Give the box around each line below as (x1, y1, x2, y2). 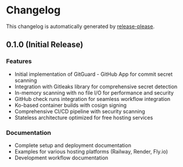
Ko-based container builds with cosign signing (14, 102, 127, 109)
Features (6, 57, 32, 65)
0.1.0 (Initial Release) (6, 40, 84, 50)
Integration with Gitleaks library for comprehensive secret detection (14, 83, 178, 90)
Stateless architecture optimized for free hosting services (14, 114, 153, 121)
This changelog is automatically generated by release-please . (6, 23, 155, 30)
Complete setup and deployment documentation (14, 141, 132, 149)
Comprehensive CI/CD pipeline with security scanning (14, 107, 145, 114)
